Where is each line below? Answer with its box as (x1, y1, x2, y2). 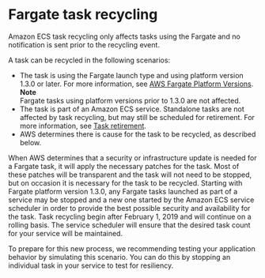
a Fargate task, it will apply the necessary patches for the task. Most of (8, 161, 240, 171)
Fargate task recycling (8, 6, 158, 24)
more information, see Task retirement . (19, 121, 146, 130)
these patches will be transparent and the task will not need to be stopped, (8, 170, 252, 179)
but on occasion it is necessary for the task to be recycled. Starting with (8, 178, 243, 187)
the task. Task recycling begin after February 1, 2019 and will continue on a (8, 212, 252, 221)
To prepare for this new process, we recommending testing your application (8, 243, 256, 254)
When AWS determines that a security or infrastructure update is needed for (8, 152, 257, 163)
